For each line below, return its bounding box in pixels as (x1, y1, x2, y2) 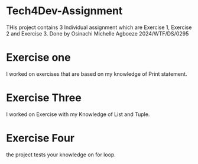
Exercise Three (6, 91, 82, 105)
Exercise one (6, 51, 71, 65)
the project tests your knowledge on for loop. (6, 151, 116, 158)
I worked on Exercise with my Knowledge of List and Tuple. (6, 111, 150, 118)
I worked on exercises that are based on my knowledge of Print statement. (6, 70, 187, 78)
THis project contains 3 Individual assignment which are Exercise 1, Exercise (6, 24, 192, 31)
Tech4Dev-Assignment (6, 4, 123, 18)
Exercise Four (6, 131, 75, 144)
